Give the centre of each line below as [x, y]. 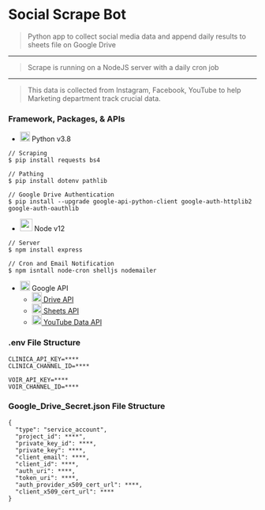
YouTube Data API [73, 322]
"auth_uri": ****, [46, 471]
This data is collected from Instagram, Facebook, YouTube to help [134, 90]
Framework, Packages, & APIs [67, 118]
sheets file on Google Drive [72, 44]
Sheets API [61, 311]
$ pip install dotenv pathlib [58, 181]
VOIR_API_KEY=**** [38, 380]
